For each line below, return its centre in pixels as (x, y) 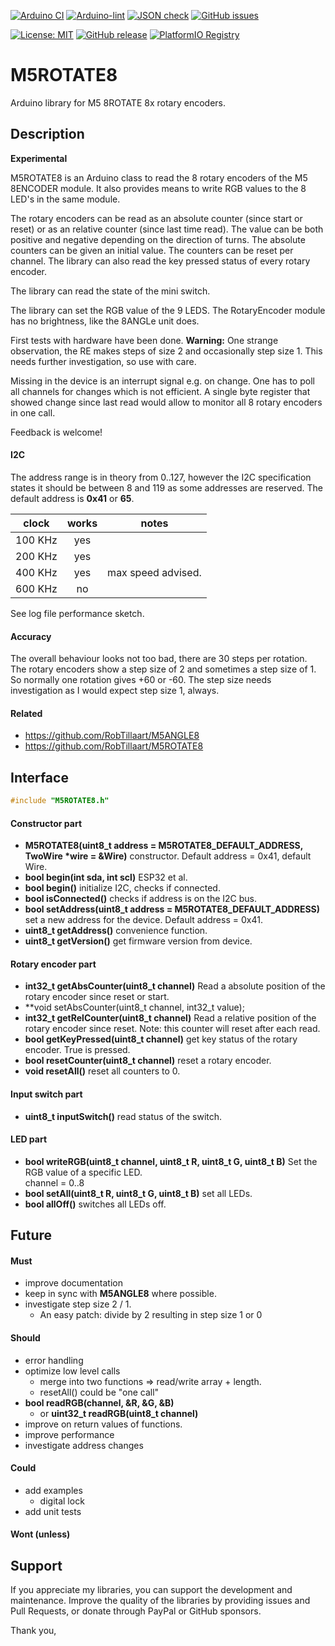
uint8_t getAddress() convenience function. (116, 931)
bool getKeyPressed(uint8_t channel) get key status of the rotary (161, 1039)
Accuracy (31, 636)
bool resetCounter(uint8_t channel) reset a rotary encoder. (148, 1061)
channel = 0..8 (54, 1182)
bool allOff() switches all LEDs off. (95, 1204)
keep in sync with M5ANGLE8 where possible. (120, 1294)
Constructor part (46, 823)
